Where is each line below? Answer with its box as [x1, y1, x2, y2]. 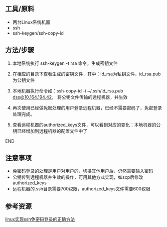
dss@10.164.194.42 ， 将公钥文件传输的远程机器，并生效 [12, 94, 128, 100]
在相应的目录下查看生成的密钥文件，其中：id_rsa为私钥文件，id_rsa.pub [12, 71, 161, 77]
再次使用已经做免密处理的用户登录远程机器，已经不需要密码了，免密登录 [12, 104, 162, 110]
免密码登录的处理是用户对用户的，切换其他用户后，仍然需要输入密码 [12, 168, 153, 174]
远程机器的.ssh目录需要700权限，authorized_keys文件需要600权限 [12, 186, 150, 192]
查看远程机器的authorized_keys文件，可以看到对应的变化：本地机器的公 [12, 122, 161, 128]
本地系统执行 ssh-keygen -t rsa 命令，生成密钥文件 [12, 60, 118, 66]
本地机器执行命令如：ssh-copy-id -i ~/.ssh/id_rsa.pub [12, 87, 124, 94]
